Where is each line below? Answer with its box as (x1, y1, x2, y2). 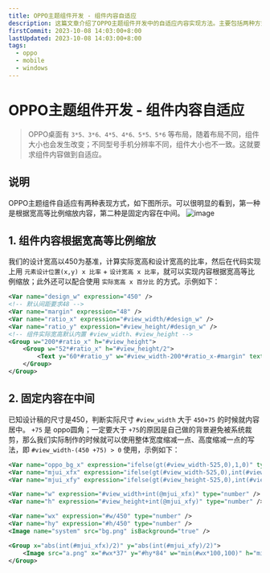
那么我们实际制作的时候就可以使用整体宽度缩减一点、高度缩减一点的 (22, 435, 247, 444)
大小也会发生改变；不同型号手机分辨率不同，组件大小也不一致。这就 (27, 139, 254, 149)
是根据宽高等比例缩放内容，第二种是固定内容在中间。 (8, 208, 185, 218)
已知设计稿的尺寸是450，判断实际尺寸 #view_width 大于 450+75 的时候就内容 (8, 415, 260, 424)
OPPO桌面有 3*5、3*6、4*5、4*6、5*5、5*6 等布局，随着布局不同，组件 (27, 129, 260, 139)
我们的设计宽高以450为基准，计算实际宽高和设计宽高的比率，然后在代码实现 (8, 256, 261, 266)
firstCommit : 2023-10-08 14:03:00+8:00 (8, 27, 142, 35)
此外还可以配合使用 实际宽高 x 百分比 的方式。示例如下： (35, 276, 220, 286)
